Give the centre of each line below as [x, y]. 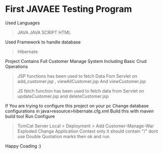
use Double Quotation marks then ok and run [63, 136]
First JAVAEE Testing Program [69, 9]
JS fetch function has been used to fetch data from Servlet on [81, 91]
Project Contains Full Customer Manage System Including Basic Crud [76, 61]
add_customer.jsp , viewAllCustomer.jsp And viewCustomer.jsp [81, 81]
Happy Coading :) [23, 146]
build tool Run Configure [30, 116]
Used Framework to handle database [43, 42]
